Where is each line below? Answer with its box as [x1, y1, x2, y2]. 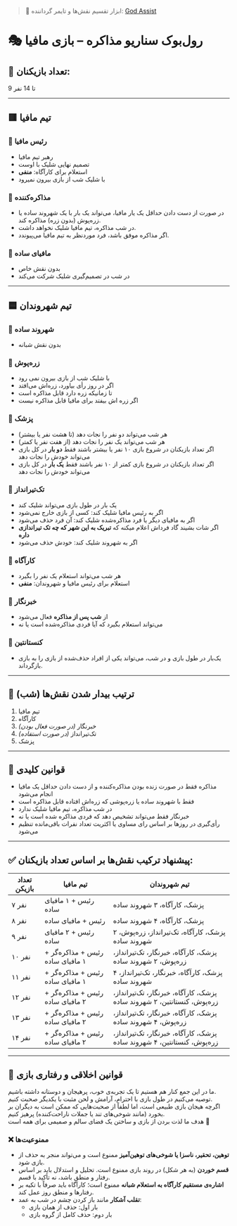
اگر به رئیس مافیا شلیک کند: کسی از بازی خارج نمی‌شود [18, 508, 164, 516]
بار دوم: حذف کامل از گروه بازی [28, 1211, 113, 1219]
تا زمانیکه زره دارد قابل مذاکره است [18, 389, 113, 397]
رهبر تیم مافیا [18, 152, 53, 161]
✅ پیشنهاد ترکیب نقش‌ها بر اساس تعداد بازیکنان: [8, 854, 193, 866]
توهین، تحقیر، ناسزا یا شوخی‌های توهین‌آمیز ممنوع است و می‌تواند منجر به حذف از [18, 1151, 229, 1159]
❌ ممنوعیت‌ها [8, 1135, 49, 1144]
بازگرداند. [18, 661, 43, 670]
